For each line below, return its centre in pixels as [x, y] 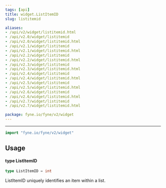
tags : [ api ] [17, 10]
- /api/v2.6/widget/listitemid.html [43, 97]
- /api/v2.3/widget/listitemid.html [43, 69]
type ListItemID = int [28, 171]
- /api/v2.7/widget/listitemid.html [43, 106]
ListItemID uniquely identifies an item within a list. [55, 181]
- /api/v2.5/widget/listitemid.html [43, 87]
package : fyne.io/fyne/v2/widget [40, 115]
